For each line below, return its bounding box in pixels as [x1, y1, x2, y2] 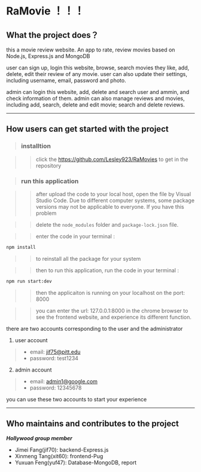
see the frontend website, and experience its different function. [35, 313, 192, 321]
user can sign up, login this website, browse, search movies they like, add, [6, 64, 190, 71]
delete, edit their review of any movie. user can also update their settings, [6, 71, 187, 77]
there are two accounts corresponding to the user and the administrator [6, 325, 183, 332]
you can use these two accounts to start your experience [6, 395, 147, 403]
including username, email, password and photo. [6, 77, 127, 84]
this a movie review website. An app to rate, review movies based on [6, 46, 175, 53]
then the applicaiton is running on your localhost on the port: [35, 289, 185, 296]
